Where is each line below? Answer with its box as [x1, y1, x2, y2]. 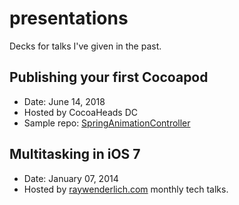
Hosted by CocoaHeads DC [23, 106, 139, 118]
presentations [9, 7, 129, 30]
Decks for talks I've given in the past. [9, 40, 162, 52]
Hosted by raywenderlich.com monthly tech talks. [23, 183, 229, 195]
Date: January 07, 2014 [23, 172, 119, 184]
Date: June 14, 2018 [23, 95, 106, 107]
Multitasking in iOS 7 [9, 146, 141, 163]
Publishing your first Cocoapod [9, 69, 209, 86]
